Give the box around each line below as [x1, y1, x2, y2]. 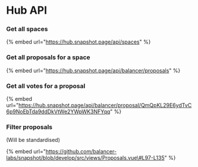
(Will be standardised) [6, 137, 61, 144]
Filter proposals [6, 123, 53, 131]
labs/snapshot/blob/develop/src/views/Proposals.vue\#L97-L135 [6, 154, 165, 162]
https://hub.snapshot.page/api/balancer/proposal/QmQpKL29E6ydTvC [18, 102, 192, 109]
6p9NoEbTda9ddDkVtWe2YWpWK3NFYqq [6, 108, 111, 115]
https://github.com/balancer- [45, 148, 117, 155]
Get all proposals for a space [6, 53, 90, 61]
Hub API [6, 4, 48, 17]
